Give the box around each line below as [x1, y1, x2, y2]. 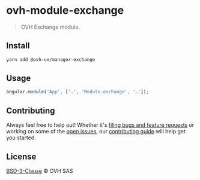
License [6, 151, 37, 161]
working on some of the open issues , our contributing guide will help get [6, 128, 186, 135]
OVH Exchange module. [20, 23, 80, 30]
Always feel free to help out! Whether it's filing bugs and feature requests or [6, 121, 195, 129]
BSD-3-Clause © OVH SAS [6, 167, 73, 174]
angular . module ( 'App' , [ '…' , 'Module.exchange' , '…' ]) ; [6, 89, 149, 95]
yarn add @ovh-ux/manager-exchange [6, 56, 95, 63]
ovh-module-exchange [6, 4, 124, 17]
